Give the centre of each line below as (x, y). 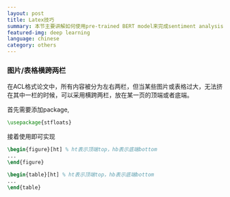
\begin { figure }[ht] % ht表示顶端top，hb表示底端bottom (82, 150)
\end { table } (24, 187)
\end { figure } (26, 162)
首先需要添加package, (38, 109)
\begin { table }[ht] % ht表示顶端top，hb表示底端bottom (81, 174)
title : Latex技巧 (31, 20)
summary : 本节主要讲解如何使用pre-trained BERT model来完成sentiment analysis (115, 26)
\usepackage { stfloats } (39, 123)
